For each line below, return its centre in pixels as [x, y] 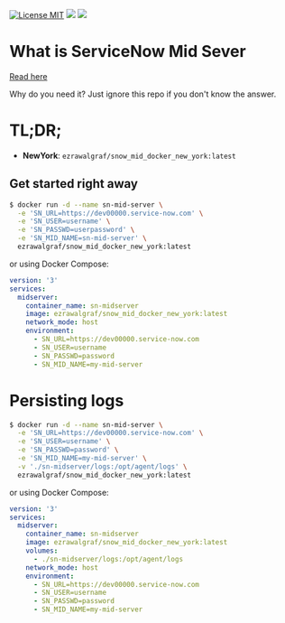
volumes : [42, 551]
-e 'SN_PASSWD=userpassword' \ [76, 230]
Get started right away [74, 184]
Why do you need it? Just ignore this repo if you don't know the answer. [143, 94]
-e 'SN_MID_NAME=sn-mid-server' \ [82, 238]
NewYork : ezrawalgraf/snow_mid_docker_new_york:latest [129, 155]
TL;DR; [36, 130]
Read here [28, 76]
